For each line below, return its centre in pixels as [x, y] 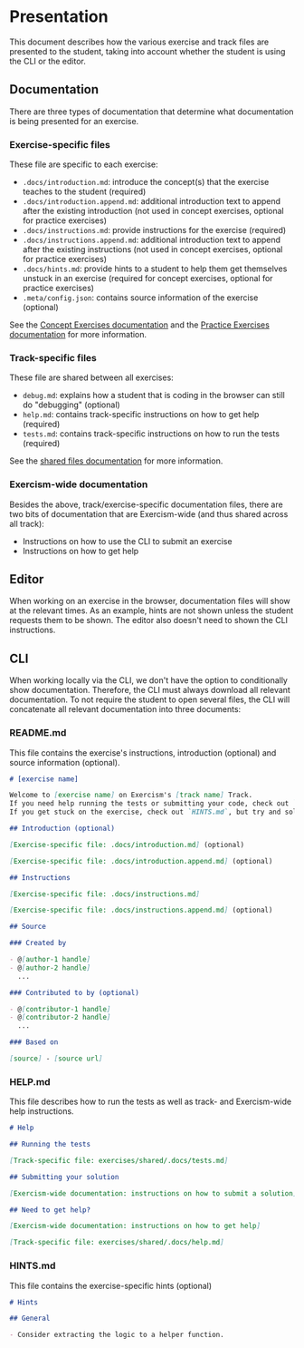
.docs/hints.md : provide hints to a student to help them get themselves [155, 269]
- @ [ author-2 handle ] [50, 968]
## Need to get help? [50, 1210]
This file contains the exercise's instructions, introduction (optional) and [143, 752]
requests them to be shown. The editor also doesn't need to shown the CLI [148, 620]
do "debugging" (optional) [71, 405]
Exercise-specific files [60, 144]
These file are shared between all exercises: [91, 377]
